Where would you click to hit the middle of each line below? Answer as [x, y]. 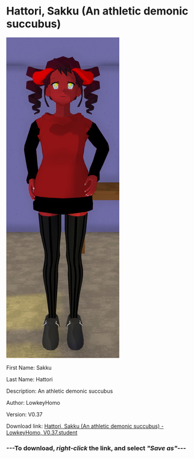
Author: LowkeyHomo [33, 402]
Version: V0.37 [25, 414]
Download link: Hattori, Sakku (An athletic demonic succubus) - [85, 426]
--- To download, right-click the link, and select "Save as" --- [96, 448]
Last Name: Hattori [30, 379]
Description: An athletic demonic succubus [60, 391]
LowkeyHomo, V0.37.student [42, 432]
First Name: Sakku [29, 367]
